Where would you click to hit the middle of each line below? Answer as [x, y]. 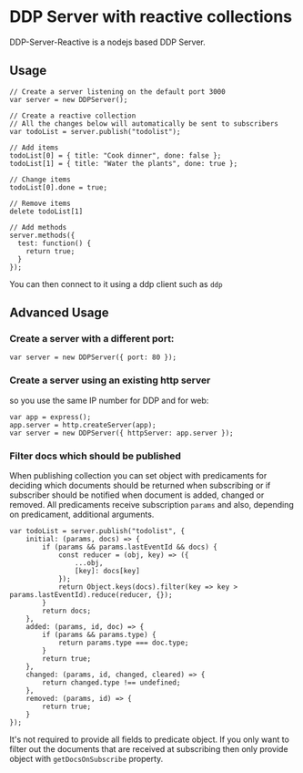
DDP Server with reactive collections [151, 17]
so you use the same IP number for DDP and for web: [109, 400]
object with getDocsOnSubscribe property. [86, 759]
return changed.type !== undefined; [111, 683]
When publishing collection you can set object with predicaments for [138, 476]
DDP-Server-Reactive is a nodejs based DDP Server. [108, 42]
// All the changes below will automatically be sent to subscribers [144, 124]
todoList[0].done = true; [58, 187]
